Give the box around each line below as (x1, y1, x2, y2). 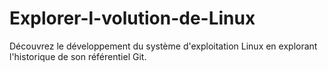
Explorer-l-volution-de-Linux (9, 7, 256, 30)
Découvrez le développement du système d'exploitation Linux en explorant (9, 40, 318, 52)
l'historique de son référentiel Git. (9, 50, 147, 62)
